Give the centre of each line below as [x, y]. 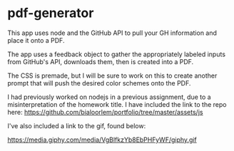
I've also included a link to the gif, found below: [77, 125]
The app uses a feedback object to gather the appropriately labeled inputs [117, 54]
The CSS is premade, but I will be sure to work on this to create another [112, 75]
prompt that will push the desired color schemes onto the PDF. [99, 83]
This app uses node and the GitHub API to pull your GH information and [112, 33]
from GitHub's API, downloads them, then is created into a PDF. [101, 61]
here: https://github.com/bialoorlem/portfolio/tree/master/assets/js [105, 112]
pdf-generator [51, 13]
